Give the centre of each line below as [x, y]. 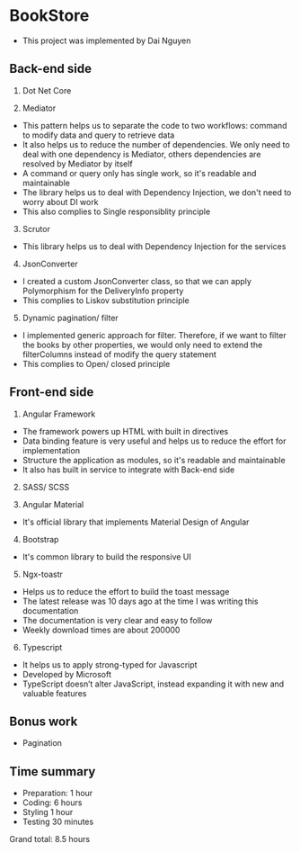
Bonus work [44, 721]
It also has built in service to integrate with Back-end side [128, 470]
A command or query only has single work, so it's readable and [139, 173]
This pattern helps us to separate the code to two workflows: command [154, 125]
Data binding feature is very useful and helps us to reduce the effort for [154, 441]
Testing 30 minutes [58, 822]
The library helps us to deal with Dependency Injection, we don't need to [157, 192]
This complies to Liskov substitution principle [106, 300]
